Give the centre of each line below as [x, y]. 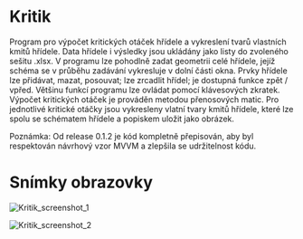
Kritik [30, 17]
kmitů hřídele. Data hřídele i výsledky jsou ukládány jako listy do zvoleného [149, 51]
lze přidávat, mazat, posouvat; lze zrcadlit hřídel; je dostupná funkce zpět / [149, 80]
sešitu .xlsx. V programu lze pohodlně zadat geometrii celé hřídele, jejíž [142, 61]
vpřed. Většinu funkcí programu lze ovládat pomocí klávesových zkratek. [145, 90]
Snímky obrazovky [81, 182]
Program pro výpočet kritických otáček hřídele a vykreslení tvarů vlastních [148, 42]
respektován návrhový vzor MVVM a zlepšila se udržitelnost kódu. [133, 146]
